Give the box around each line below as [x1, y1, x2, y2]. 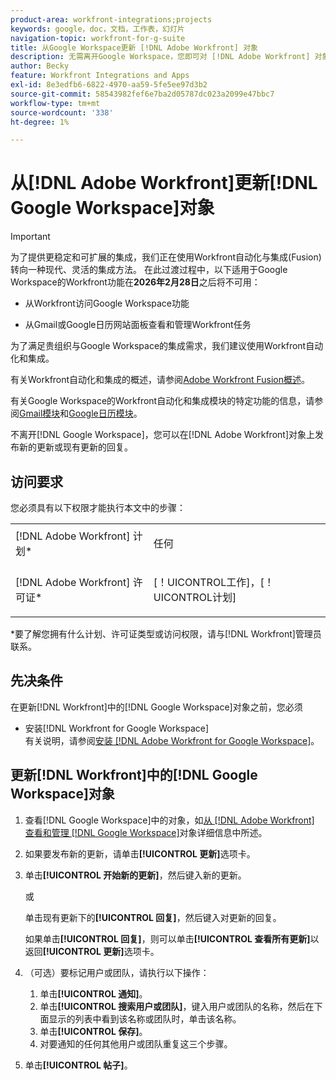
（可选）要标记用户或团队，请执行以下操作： [24, 966, 210, 978]
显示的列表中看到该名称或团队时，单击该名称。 [48, 1012, 242, 1025]
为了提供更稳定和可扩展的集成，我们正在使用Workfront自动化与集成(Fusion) [10, 251, 322, 263]
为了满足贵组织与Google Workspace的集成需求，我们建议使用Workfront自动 [10, 340, 324, 352]
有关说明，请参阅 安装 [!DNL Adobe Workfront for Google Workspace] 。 [24, 734, 320, 746]
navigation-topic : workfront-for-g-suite [10, 33, 186, 43]
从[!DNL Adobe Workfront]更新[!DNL [10, 172, 318, 195]
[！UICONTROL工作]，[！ [153, 576, 275, 589]
